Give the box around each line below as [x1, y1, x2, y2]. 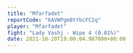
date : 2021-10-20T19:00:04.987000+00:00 [7, 36, 127, 43]
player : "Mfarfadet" [7, 23, 68, 30]
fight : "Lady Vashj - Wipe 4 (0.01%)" [7, 29, 120, 36]
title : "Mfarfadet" [7, 10, 64, 17]
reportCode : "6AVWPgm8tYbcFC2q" [7, 17, 101, 23]
